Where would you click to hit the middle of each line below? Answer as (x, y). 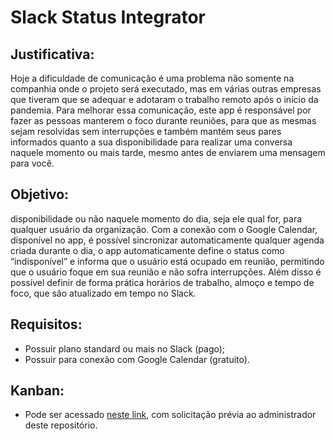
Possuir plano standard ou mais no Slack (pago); (125, 348)
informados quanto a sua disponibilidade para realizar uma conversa (151, 142)
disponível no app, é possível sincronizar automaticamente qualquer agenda (167, 240)
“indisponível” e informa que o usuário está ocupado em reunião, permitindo (167, 261)
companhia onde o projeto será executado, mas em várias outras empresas (166, 89)
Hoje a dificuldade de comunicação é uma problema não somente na (152, 78)
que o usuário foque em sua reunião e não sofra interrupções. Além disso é (166, 272)
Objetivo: (40, 194)
